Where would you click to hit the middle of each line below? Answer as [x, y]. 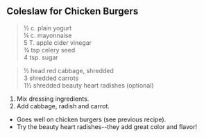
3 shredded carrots [51, 78]
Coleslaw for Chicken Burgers [73, 11]
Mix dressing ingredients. [53, 99]
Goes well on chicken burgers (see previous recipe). [91, 119]
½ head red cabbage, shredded [68, 70]
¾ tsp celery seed [49, 50]
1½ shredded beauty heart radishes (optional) [88, 85]
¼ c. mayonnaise [48, 35]
